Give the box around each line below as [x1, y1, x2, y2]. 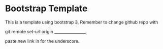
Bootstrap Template [5, 3, 88, 14]
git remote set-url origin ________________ [5, 28, 86, 34]
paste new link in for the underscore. [5, 38, 80, 44]
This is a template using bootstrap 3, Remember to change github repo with [5, 19, 159, 25]
